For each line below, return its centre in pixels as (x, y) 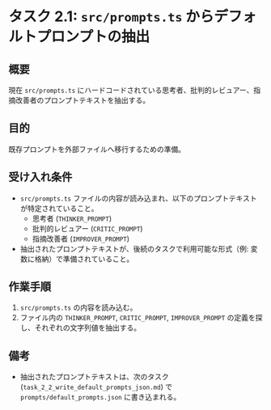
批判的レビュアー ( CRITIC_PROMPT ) (87, 228)
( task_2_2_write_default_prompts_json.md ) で (96, 387)
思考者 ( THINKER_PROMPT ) (72, 218)
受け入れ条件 (40, 178)
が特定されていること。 (59, 208)
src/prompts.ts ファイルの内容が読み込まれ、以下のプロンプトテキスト (138, 198)
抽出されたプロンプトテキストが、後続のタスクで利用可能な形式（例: (134, 248)
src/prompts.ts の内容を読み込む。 (78, 307)
